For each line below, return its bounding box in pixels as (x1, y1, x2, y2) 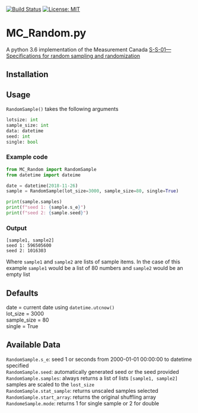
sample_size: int (6, 122, 49, 129)
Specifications (6, 52, 41, 59)
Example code (6, 153, 48, 161)
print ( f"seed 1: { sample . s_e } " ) (6, 205, 86, 211)
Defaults (6, 288, 39, 298)
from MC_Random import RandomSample (6, 166, 97, 172)
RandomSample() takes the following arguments (6, 106, 119, 113)
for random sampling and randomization (42, 52, 140, 59)
